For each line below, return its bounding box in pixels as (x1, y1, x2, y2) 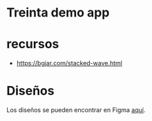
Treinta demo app (6, 5, 110, 21)
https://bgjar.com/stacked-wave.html (16, 59, 122, 67)
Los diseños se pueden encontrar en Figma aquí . (6, 106, 146, 114)
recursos (6, 36, 59, 52)
